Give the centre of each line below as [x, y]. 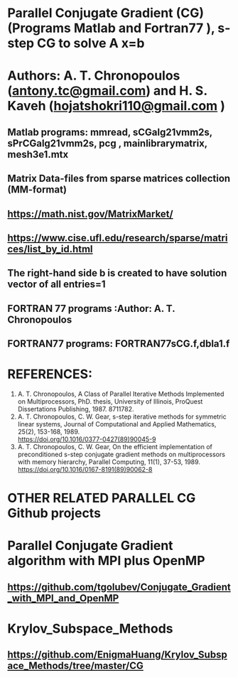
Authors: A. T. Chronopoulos [94, 76]
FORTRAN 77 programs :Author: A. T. [91, 308]
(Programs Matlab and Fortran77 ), [111, 28]
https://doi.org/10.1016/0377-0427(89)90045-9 [87, 439]
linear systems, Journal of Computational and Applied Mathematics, [117, 424]
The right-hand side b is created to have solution [117, 273]
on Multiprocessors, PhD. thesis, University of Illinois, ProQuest [110, 402]
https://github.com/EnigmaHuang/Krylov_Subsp [117, 655]
